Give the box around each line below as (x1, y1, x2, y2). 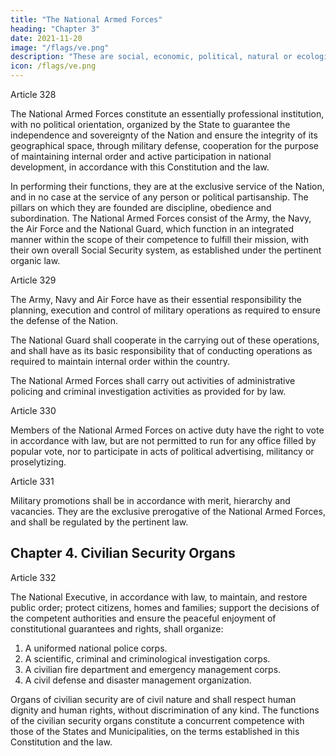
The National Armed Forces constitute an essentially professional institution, (10, 108, 325, 120)
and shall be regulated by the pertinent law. (10, 516, 189, 528)
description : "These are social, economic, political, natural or (10, 52, 293, 62)
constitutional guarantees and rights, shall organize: (10, 622, 224, 635)
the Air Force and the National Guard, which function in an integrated (10, 223, 295, 235)
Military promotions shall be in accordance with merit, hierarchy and (10, 495, 291, 506)
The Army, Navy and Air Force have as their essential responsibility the (10, 294, 302, 305)
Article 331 (10, 476, 55, 487)
